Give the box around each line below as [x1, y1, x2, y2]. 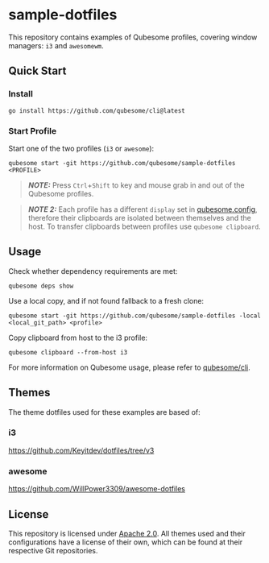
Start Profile [8, 125, 57, 136]
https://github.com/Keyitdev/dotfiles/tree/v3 [8, 445, 155, 455]
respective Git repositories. [8, 545, 98, 555]
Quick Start [8, 64, 67, 78]
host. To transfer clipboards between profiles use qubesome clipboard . [27, 221, 261, 231]
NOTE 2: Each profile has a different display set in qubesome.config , [27, 204, 258, 214]
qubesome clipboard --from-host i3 [8, 348, 128, 356]
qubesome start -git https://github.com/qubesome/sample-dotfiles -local [8, 312, 262, 320]
